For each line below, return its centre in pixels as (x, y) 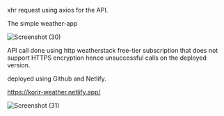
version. (19, 65)
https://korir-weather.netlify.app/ (54, 92)
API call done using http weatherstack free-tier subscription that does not (113, 50)
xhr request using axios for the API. (58, 10)
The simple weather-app (42, 23)
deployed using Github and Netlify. (57, 78)
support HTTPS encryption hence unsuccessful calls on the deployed (107, 58)
